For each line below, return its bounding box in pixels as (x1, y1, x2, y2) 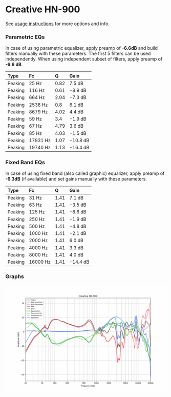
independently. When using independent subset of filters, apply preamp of (5, 56, 163, 62)
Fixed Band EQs (5, 158, 45, 166)
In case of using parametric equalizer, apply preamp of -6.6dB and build (5, 45, 158, 51)
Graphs (5, 273, 24, 280)
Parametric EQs (5, 33, 45, 41)
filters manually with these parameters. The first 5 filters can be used (5, 50, 151, 57)
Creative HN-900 (5, 4, 80, 15)
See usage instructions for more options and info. (5, 21, 110, 27)
